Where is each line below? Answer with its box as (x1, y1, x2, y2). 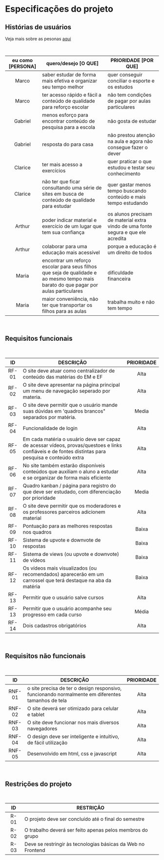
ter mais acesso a (42, 161, 82, 168)
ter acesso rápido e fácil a (42, 91, 102, 98)
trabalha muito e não (107, 299, 155, 305)
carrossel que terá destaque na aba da (22, 577, 111, 584)
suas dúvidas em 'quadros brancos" (22, 407, 106, 414)
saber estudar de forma (42, 71, 96, 78)
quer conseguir (107, 71, 143, 78)
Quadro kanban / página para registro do (22, 482, 116, 489)
